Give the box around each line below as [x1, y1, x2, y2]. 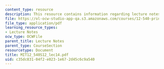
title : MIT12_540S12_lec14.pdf [5, 52, 69, 57]
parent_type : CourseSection [5, 43, 62, 48]
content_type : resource [5, 7, 54, 12]
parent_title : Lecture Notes [5, 39, 64, 44]
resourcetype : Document [5, 48, 54, 52]
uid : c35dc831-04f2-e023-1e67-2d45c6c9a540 [5, 57, 95, 62]
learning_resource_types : [5, 25, 58, 30]
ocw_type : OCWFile [5, 34, 42, 39]
